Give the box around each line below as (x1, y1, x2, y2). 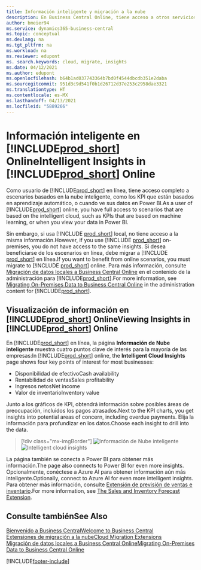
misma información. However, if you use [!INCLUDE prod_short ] (6, 237, 162, 244)
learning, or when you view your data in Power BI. (6, 219, 129, 226)
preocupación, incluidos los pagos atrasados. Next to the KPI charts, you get (6, 407, 194, 414)
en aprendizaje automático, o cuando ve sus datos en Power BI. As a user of (6, 200, 193, 207)
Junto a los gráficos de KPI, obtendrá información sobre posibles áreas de (6, 401, 190, 408)
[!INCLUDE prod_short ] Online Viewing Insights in (6, 314, 190, 324)
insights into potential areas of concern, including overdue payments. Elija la (6, 413, 194, 420)
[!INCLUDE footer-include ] (6, 557, 70, 565)
